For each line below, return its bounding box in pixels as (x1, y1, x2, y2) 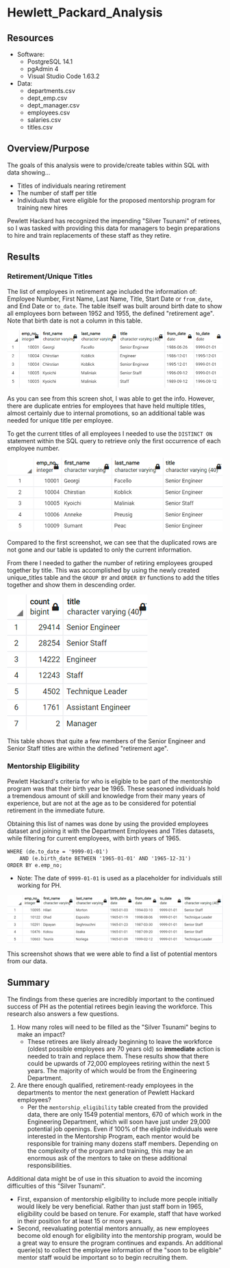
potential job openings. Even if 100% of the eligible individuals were (27, 1125, 218, 1133)
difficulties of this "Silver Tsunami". (7, 1182, 106, 1190)
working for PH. (16, 881, 62, 889)
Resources (7, 32, 54, 44)
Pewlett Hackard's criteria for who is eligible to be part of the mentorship (7, 777, 212, 785)
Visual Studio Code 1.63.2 (27, 72, 100, 80)
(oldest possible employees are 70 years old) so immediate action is (27, 1045, 220, 1053)
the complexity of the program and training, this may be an (27, 1146, 193, 1155)
